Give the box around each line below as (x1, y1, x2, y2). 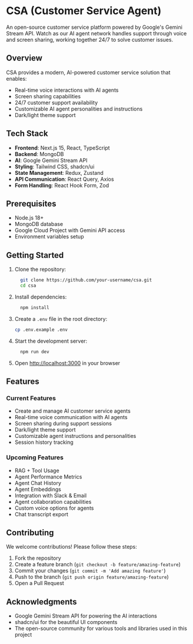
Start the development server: (14, 337, 88, 344)
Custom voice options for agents (14, 504, 94, 512)
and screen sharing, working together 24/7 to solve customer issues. (6, 36, 174, 43)
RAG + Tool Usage (14, 467, 60, 474)
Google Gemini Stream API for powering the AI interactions (14, 612, 158, 619)
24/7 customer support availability (14, 99, 98, 106)
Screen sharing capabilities (14, 92, 81, 99)
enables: (6, 75, 27, 82)
